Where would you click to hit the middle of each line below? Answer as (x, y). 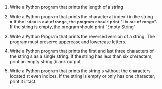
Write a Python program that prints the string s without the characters (80, 71)
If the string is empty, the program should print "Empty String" (73, 27)
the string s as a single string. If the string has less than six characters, (81, 56)
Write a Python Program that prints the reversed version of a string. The (82, 36)
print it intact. (23, 81)
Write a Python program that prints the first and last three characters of (82, 51)
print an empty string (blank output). (46, 61)
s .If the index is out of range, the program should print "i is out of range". (83, 22)
